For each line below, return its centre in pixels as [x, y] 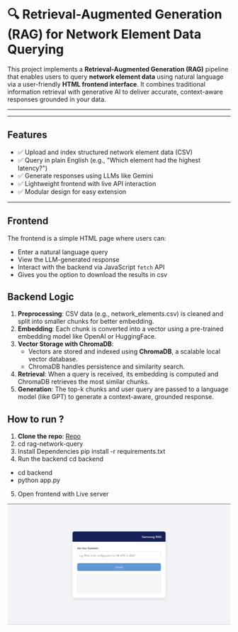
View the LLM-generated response [68, 259]
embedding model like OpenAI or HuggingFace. [87, 337]
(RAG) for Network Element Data [104, 34]
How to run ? [36, 419]
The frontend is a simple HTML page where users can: [87, 238]
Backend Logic [41, 296]
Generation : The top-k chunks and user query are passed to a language [123, 389]
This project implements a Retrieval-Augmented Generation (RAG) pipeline [118, 69]
